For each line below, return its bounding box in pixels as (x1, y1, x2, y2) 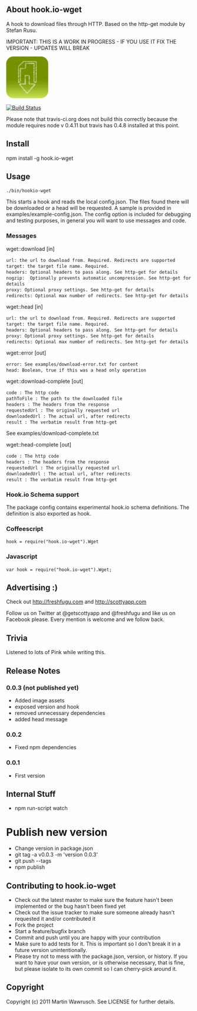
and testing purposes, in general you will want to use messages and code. (6, 217, 187, 224)
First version (14, 772, 45, 779)
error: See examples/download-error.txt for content (6, 361, 139, 367)
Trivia (6, 633, 28, 643)
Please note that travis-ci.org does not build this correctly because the (6, 115, 178, 123)
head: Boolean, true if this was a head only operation (6, 367, 146, 373)
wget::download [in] (6, 245, 55, 252)
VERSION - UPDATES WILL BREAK (6, 44, 90, 51)
